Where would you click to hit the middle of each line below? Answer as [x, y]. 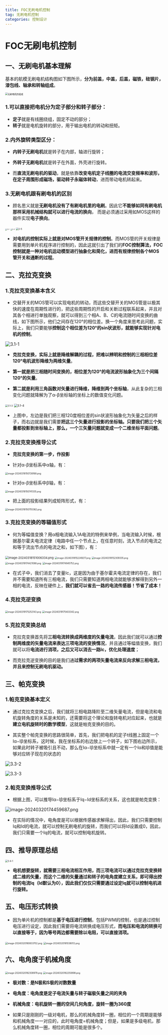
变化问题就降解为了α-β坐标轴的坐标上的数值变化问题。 [69, 395]
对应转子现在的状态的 [39, 754]
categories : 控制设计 [26, 19]
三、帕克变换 [25, 684]
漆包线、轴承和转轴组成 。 [32, 85]
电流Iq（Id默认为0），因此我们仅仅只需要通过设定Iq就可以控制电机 [89, 883]
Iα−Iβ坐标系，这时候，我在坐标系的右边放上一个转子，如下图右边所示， [86, 741]
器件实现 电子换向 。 [32, 218]
